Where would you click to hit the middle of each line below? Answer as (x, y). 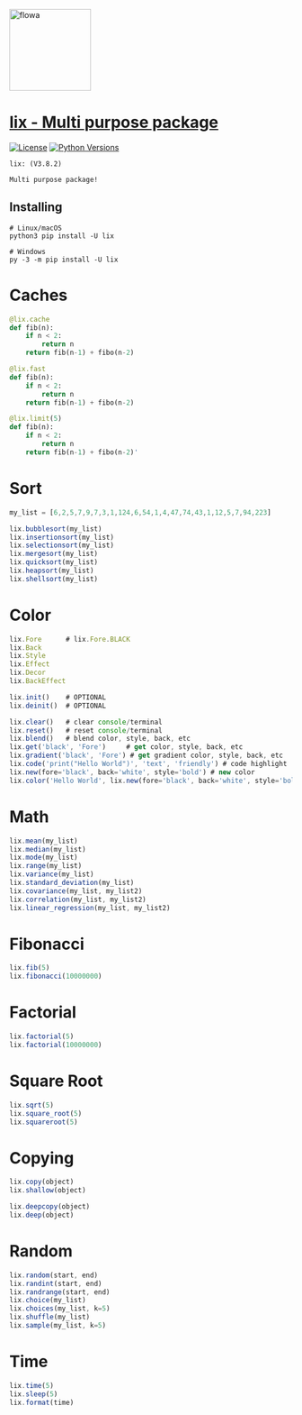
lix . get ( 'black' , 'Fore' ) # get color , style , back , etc (126, 747)
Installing (36, 207)
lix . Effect (30, 664)
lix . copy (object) (42, 1182)
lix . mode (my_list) (44, 858)
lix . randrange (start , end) (60, 1292)
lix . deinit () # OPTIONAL (58, 706)
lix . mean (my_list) (44, 841)
